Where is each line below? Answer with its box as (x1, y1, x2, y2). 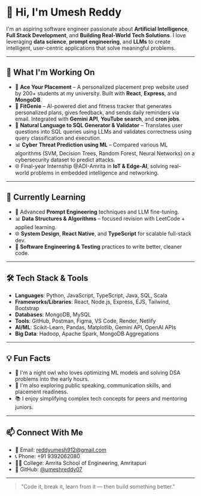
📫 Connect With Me (6, 427, 84, 437)
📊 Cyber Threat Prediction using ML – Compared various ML (14, 141, 168, 148)
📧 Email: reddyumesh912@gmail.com (14, 446, 106, 453)
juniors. (14, 404, 34, 411)
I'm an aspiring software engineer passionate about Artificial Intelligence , (6, 25, 190, 32)
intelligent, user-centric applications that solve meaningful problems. (6, 44, 176, 52)
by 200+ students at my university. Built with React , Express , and (14, 89, 177, 97)
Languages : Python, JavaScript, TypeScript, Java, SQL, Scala (14, 292, 167, 299)
